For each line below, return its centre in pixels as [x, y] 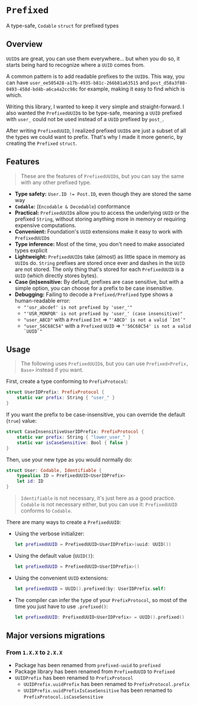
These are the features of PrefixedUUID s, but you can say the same [102, 176]
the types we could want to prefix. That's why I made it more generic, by [95, 137]
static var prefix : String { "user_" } [66, 398]
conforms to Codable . [46, 511]
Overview [25, 44]
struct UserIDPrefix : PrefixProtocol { [55, 392]
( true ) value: [22, 421]
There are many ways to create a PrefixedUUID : [64, 522]
